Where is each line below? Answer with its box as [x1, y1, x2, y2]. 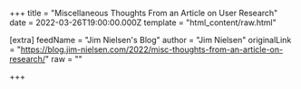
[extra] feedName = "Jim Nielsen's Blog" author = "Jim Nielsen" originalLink [9, 35, 292, 45]
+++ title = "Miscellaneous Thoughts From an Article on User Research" [9, 8, 278, 18]
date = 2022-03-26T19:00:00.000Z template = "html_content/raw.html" [9, 17, 277, 28]
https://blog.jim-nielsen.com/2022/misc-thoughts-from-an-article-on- [20, 44, 284, 55]
